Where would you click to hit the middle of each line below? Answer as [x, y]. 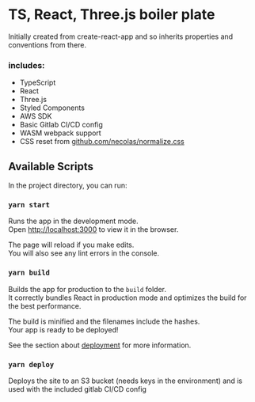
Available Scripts [51, 167]
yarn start [29, 205]
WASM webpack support [60, 133]
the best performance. [45, 305]
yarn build [29, 273]
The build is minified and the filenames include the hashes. [104, 321]
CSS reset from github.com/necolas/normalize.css [102, 142]
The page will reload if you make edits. [71, 245]
